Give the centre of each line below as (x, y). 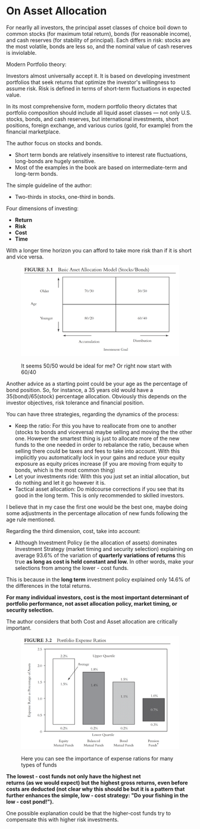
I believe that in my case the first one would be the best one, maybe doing (97, 507)
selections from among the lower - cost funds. (72, 568)
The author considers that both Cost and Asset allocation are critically (92, 621)
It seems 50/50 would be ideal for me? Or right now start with (96, 366)
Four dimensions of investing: (43, 208)
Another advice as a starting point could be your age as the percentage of (97, 384)
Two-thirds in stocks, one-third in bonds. (65, 197)
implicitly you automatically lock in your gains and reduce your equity (100, 457)
